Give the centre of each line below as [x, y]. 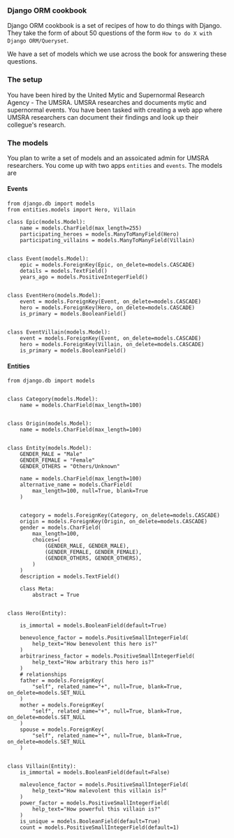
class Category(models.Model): [53, 399]
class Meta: [37, 589]
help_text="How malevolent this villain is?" [100, 791]
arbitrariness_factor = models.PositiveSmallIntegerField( [108, 656]
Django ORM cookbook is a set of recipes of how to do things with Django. [115, 26]
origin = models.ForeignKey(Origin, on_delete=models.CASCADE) [114, 522]
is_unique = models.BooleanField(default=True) [90, 822]
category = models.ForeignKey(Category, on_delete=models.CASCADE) [120, 516]
